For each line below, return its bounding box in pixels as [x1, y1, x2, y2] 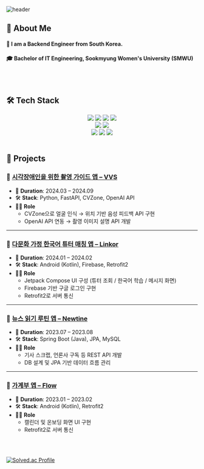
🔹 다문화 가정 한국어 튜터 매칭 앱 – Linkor [6, 240, 119, 248]
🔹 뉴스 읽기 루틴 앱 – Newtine [6, 314, 88, 323]
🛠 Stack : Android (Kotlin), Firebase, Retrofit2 [15, 261, 129, 268]
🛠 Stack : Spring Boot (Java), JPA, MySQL [15, 335, 121, 343]
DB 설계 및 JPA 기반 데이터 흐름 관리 [24, 359, 111, 366]
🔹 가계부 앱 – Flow [6, 382, 57, 390]
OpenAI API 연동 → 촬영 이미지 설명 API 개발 [24, 217, 131, 225]
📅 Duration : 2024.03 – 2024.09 [15, 187, 94, 194]
